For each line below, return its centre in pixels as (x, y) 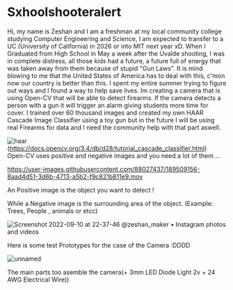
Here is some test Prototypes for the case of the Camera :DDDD (99, 245)
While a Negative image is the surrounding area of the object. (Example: (110, 203)
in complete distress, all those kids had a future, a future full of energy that (114, 61)
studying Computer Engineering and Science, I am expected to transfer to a (115, 38)
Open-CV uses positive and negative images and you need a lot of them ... (114, 155)
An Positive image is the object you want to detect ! (81, 190)
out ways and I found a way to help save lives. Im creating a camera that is (114, 90)
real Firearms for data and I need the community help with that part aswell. (114, 127)
